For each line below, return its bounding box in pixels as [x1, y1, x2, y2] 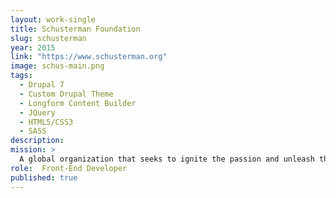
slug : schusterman [10, 33, 87, 43]
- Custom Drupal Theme [19, 89, 114, 99]
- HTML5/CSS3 [19, 117, 74, 127]
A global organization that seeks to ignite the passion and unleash [19, 154, 315, 164]
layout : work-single [10, 14, 97, 25]
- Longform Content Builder [19, 98, 137, 108]
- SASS [19, 126, 47, 136]
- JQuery [19, 107, 56, 118]
